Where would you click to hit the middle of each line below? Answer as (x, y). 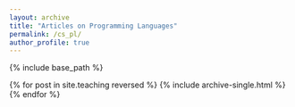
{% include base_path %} (56, 68)
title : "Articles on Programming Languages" (93, 26)
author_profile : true (50, 42)
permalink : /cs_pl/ (46, 34)
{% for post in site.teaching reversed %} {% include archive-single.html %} (147, 85)
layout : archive (39, 17)
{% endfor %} (35, 95)
